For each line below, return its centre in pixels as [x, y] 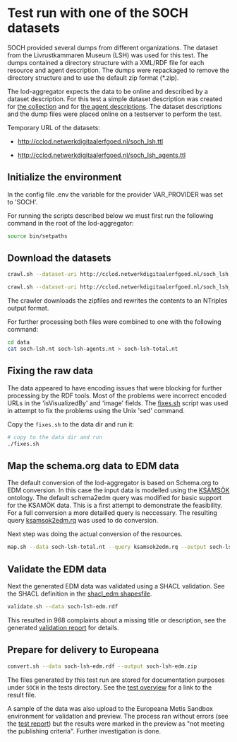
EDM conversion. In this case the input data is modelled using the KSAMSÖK [119, 490]
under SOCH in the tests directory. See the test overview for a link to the [110, 687]
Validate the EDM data [57, 569]
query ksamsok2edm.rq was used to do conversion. [83, 521]
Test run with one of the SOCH [98, 13]
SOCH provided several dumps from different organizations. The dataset [113, 47]
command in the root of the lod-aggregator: [71, 223]
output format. [28, 308]
